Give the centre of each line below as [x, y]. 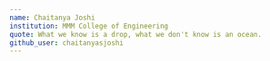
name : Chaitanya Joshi [52, 17]
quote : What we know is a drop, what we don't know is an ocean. [135, 34]
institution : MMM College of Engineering [89, 26]
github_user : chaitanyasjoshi [67, 43]
